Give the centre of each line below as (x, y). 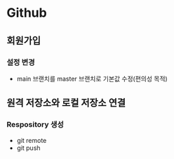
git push (28, 148)
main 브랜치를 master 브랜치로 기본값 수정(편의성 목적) (92, 78)
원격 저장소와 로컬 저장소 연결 (66, 103)
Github (27, 13)
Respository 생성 (35, 125)
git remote (32, 140)
